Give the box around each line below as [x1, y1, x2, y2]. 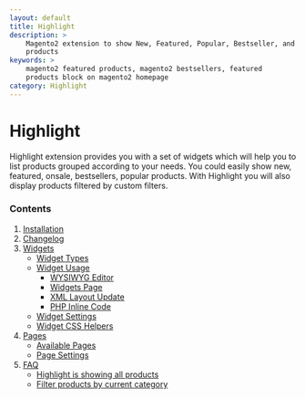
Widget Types [36, 252, 89, 263]
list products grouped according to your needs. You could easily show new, [9, 161, 292, 172]
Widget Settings [36, 310, 97, 321]
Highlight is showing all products [36, 369, 159, 380]
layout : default [9, 13, 71, 23]
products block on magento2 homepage [25, 73, 169, 82]
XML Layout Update [49, 291, 125, 302]
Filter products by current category [36, 378, 168, 389]
